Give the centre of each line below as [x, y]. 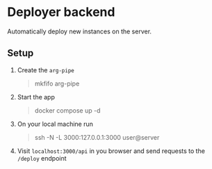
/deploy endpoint [42, 158]
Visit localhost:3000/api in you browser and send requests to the [111, 151]
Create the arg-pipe [46, 70]
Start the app [36, 97]
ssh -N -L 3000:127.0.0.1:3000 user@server [97, 137]
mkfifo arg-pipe [57, 83]
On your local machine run [55, 124]
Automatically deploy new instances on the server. [79, 31]
